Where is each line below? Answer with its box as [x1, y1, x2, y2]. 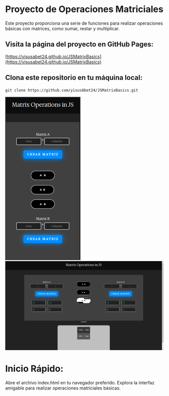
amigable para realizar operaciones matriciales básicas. [5, 385, 121, 391]
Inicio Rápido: [5, 363, 64, 374]
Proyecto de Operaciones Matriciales [5, 4, 163, 15]
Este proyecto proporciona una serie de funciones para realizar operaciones [5, 20, 163, 26]
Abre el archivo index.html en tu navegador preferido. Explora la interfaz [5, 379, 155, 385]
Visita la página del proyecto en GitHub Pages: [5, 40, 153, 49]
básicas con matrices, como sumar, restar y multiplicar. [5, 25, 120, 31]
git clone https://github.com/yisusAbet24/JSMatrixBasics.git [5, 88, 138, 93]
